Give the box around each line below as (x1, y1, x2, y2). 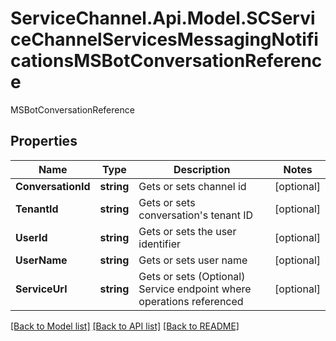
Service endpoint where (138, 282, 252, 296)
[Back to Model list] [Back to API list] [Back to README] (10, 320, 240, 332)
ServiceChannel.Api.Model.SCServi (10, 7, 316, 30)
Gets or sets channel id (138, 179, 247, 193)
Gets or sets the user (138, 224, 237, 238)
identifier (138, 237, 182, 251)
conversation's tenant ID (138, 208, 254, 222)
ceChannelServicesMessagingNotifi (10, 28, 319, 51)
